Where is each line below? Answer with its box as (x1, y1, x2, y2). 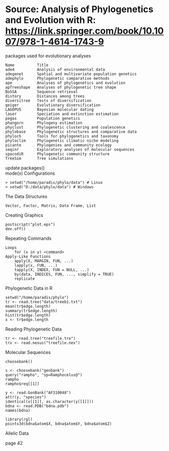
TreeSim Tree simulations (5, 156, 73, 161)
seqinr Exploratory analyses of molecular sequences (5, 147, 135, 152)
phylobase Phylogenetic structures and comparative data (5, 129, 137, 134)
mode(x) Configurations (5, 170, 55, 176)
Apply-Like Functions (5, 254, 51, 259)
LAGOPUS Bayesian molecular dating (5, 107, 94, 112)
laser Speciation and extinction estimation (5, 111, 119, 116)
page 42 (5, 440, 23, 446)
